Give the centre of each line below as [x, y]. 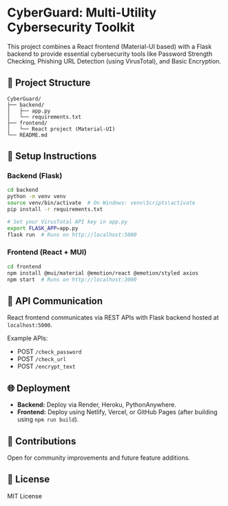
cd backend [23, 190]
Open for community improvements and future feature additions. [99, 458]
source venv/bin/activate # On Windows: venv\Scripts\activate [101, 203]
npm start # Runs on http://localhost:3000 [72, 280]
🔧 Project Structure [49, 83]
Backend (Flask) [35, 176]
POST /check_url [42, 359]
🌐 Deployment [39, 388]
